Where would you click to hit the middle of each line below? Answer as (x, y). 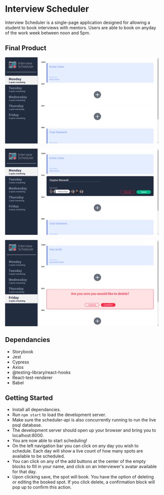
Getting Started (29, 398)
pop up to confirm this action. (42, 487)
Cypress (20, 362)
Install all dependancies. (36, 410)
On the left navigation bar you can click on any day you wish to (75, 446)
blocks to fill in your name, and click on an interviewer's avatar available (84, 467)
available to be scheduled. (39, 456)
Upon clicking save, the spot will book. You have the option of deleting (83, 477)
